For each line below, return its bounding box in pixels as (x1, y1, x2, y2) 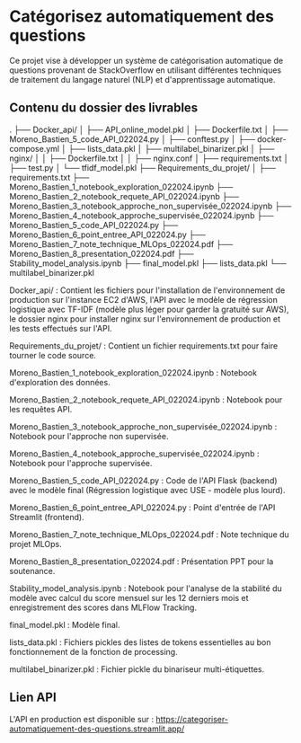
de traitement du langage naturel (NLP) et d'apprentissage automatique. (9, 74, 276, 84)
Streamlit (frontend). (9, 511, 84, 522)
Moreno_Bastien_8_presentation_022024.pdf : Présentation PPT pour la (9, 555, 274, 567)
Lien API (9, 690, 57, 705)
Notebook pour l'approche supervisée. (9, 457, 153, 468)
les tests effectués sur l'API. (9, 323, 112, 333)
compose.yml (9, 143, 60, 154)
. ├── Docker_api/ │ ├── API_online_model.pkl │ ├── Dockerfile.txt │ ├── (9, 124, 288, 135)
